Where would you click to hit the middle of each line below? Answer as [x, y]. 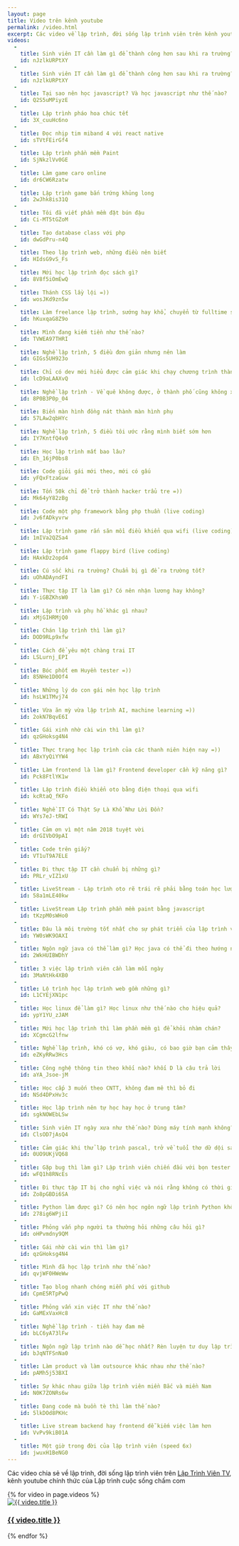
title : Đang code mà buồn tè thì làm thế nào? [90, 1406]
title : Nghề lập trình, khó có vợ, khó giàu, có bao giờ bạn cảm [119, 1048]
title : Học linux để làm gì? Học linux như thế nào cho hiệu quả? [121, 1009]
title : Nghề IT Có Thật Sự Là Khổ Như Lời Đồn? [92, 809]
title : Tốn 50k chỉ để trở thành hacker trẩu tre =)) [101, 491]
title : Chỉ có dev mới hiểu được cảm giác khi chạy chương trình [119, 372]
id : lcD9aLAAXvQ [44, 379]
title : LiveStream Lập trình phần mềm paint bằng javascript [112, 909]
